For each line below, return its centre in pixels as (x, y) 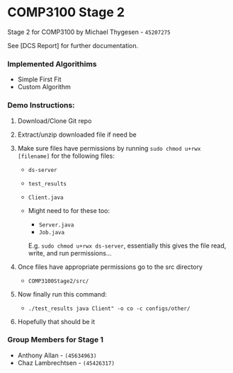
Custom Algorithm (44, 87)
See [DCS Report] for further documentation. (73, 45)
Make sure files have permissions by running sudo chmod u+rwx (109, 148)
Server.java (56, 225)
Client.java (46, 197)
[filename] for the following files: (66, 156)
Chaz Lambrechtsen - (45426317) (66, 362)
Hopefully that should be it (56, 321)
